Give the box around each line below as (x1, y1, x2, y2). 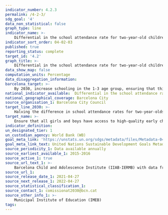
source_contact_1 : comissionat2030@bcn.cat (5, 188, 97, 193)
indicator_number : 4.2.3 (5, 7, 57, 12)
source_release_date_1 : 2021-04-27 (5, 174, 79, 180)
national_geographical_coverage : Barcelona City (5, 95, 108, 100)
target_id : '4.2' (5, 53, 41, 59)
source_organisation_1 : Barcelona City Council (5, 100, 106, 105)
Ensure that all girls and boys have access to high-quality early (14, 118, 157, 124)
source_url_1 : (5, 170, 35, 175)
